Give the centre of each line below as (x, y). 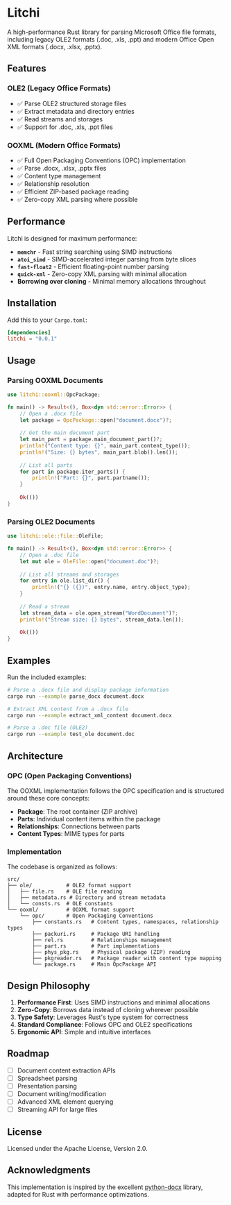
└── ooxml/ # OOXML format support (71, 910)
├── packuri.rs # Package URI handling (96, 934)
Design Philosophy (49, 985)
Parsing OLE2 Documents (51, 522)
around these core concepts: (49, 798)
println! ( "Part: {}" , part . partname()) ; (91, 478)
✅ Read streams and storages (60, 119)
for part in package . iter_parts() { (73, 472)
